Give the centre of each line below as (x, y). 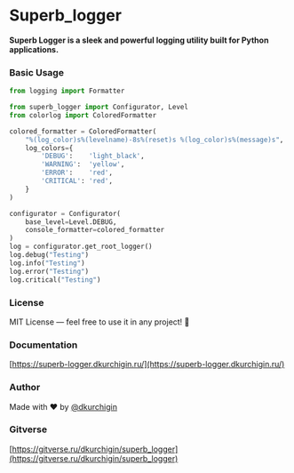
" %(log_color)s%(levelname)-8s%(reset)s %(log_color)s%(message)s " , (155, 140)
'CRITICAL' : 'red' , (77, 181)
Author (25, 388)
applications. (34, 49)
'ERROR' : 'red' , (77, 173)
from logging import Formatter (67, 91)
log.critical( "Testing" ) (55, 280)
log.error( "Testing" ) (49, 271)
